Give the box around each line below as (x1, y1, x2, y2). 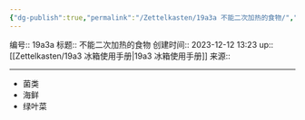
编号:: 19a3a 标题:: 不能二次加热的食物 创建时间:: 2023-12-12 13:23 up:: (9, 39, 274, 50)
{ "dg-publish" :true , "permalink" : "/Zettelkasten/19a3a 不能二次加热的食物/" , (9, 13, 294, 23)
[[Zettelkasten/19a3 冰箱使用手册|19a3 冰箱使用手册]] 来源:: (9, 51, 231, 61)
